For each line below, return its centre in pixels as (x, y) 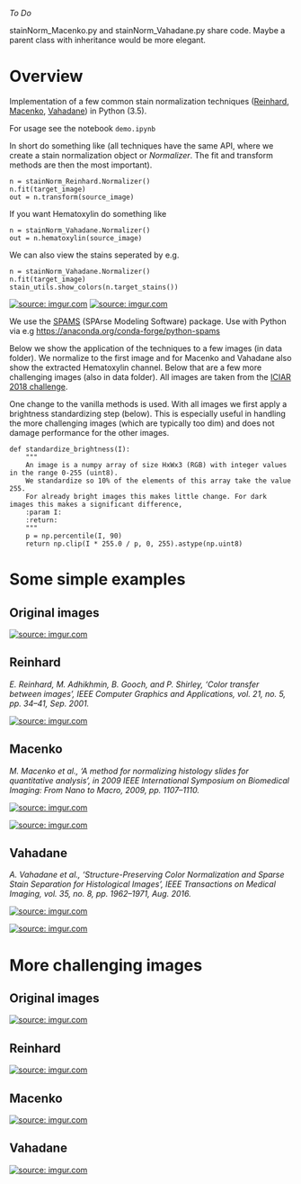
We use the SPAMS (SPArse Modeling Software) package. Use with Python (148, 321)
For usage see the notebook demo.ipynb (82, 128)
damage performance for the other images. (89, 432)
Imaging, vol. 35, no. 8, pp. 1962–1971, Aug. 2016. (100, 894)
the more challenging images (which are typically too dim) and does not (142, 423)
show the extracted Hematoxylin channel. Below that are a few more (136, 367)
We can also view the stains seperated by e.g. (94, 255)
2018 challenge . (39, 386)
